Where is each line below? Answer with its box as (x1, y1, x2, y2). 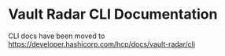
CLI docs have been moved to (8, 31, 105, 40)
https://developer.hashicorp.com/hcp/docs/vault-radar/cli (8, 39, 195, 48)
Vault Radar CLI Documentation (8, 5, 218, 23)
